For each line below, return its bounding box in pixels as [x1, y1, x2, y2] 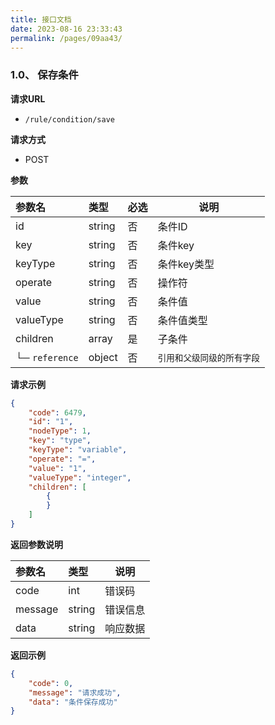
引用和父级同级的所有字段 [157, 352, 260, 363]
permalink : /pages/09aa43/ [10, 33, 123, 43]
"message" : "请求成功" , [28, 687, 122, 698]
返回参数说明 [10, 538, 63, 550]
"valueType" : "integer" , [28, 472, 132, 483]
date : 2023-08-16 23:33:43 [10, 24, 123, 34]
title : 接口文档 [10, 14, 72, 25]
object [88, 350, 118, 364]
